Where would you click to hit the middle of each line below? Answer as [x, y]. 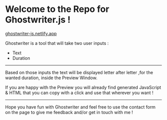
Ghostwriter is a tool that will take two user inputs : [57, 43]
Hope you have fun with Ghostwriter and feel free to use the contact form [80, 107]
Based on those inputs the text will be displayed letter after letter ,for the [79, 72]
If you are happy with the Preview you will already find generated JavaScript [83, 87]
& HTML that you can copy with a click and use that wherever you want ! [79, 93]
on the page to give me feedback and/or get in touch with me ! [69, 112]
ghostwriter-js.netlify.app [31, 33]
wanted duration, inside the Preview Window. [51, 78]
